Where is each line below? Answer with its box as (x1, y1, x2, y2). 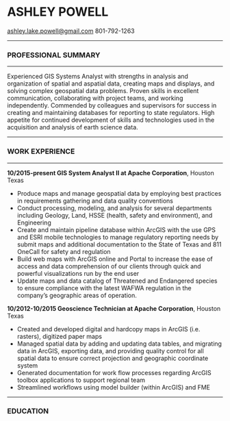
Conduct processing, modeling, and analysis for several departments (16, 203, 212, 212)
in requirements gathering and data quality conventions (16, 196, 173, 205)
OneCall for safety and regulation (16, 247, 111, 255)
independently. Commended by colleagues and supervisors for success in (7, 101, 217, 110)
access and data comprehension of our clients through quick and (16, 261, 201, 270)
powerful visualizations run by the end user (16, 269, 140, 277)
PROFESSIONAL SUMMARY (7, 50, 101, 60)
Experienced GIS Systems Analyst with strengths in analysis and (7, 73, 188, 81)
